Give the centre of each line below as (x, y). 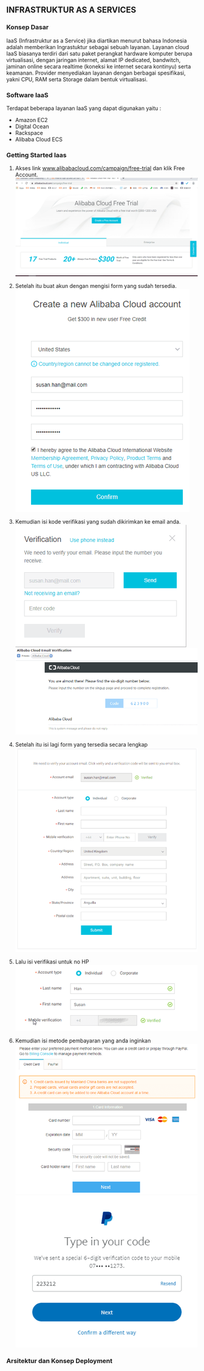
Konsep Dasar (28, 27)
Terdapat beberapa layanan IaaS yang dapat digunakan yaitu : (84, 108)
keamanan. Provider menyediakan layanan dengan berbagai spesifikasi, (96, 73)
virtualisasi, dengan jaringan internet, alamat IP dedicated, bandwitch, (93, 60)
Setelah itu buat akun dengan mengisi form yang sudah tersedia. (96, 285)
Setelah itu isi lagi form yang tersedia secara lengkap (81, 744)
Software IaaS (27, 95)
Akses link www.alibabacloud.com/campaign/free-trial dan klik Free (100, 168)
